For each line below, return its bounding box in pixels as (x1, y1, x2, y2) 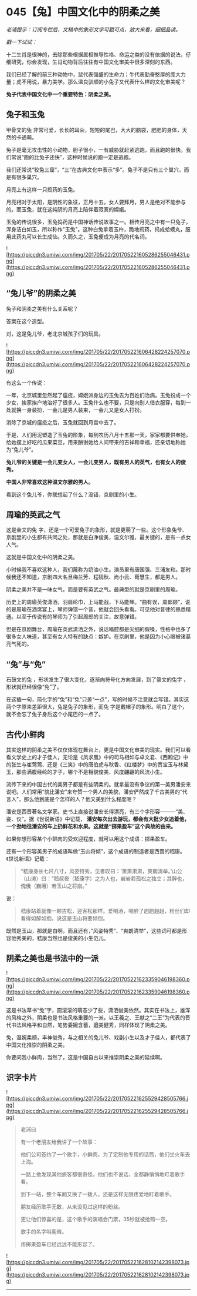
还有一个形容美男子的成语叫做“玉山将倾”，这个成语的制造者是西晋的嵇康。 (6, 848, 186, 855)
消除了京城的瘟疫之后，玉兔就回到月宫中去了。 (6, 418, 119, 426)
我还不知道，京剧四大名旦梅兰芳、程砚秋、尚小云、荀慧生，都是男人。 (11, 573, 181, 580)
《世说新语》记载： (6, 855, 50, 862)
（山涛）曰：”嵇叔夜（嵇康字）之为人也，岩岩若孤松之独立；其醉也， (20, 875, 188, 882)
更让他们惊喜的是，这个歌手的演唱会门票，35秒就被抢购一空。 (20, 1215, 171, 1222)
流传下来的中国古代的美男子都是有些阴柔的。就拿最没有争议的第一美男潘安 (6, 781, 186, 787)
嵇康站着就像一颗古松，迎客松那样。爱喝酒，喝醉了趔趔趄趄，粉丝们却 (20, 908, 191, 914)
